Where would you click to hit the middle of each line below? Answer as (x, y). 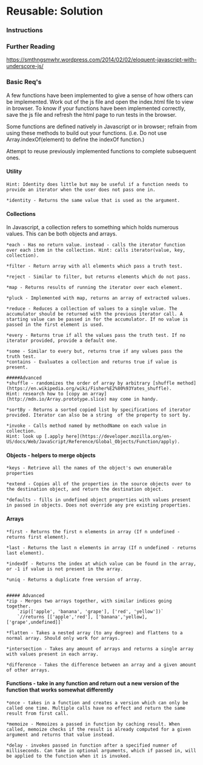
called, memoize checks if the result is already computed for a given (98, 729)
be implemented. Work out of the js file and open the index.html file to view (100, 102)
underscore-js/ (25, 66)
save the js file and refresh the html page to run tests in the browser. (92, 114)
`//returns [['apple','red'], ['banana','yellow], (82, 617)
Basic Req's (24, 82)
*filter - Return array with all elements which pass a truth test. (95, 266)
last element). (25, 553)
